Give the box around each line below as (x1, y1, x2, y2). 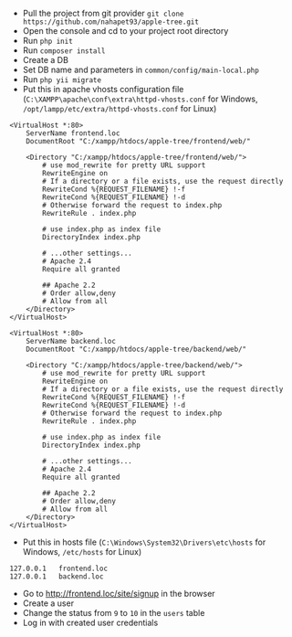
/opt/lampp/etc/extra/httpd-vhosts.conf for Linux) (22, 103, 217, 113)
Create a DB (22, 55, 68, 65)
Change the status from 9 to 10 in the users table (22, 608, 205, 618)
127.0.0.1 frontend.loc (9, 564, 108, 573)
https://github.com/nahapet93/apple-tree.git (22, 17, 199, 27)
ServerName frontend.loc (26, 129, 120, 138)
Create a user (22, 598, 75, 609)
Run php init (22, 36, 73, 46)
